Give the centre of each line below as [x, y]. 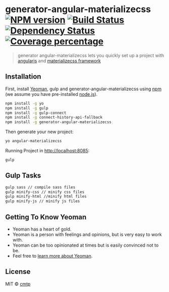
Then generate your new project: [39, 132]
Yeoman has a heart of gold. [42, 229]
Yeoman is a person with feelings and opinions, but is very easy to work [87, 235]
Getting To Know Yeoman [46, 217]
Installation [23, 77]
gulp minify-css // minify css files [45, 192]
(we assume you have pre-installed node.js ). [51, 94]
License [18, 272]
